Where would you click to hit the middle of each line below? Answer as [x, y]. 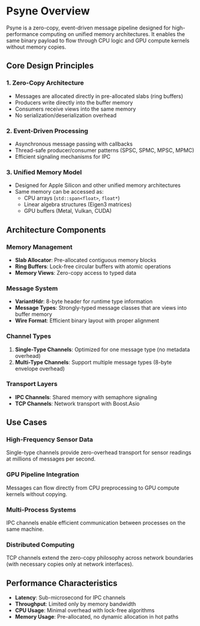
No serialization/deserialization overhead [66, 115]
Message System [32, 288]
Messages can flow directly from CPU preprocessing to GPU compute [93, 488]
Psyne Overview [48, 11]
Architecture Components [56, 230]
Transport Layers [32, 384]
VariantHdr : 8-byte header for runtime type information [84, 301]
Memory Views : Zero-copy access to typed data [76, 272]
